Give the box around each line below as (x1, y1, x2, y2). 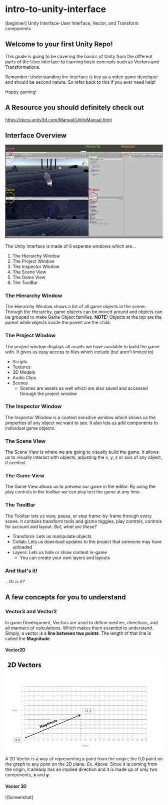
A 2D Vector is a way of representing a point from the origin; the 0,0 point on (5, 755, 163, 761)
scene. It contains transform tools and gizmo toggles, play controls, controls (5, 518, 162, 524)
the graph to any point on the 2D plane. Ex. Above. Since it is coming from (5, 761, 157, 767)
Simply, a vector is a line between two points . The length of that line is (5, 630, 151, 636)
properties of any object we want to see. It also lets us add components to (5, 420, 158, 426)
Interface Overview (5, 131, 67, 140)
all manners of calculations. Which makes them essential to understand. (5, 625, 153, 631)
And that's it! (5, 567, 37, 574)
